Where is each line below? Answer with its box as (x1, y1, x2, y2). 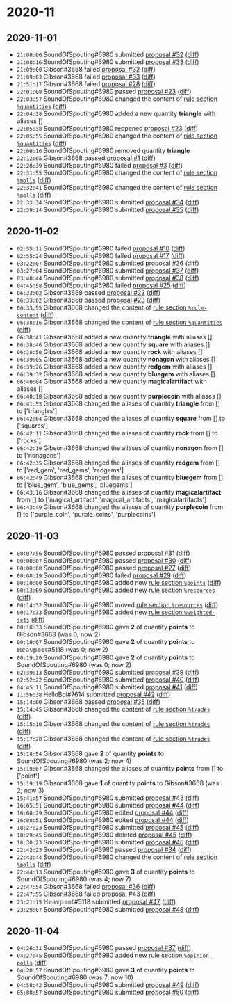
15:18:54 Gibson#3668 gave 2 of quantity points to (16, 749, 165, 757)
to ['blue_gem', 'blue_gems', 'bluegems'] (16, 481, 133, 489)
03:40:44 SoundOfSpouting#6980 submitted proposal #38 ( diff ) (16, 273, 199, 282)
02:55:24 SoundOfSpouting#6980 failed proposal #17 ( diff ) (16, 251, 185, 259)
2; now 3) (16, 786, 44, 794)
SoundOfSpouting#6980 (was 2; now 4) (16, 756, 132, 765)
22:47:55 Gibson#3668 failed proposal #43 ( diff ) (16, 890, 156, 898)
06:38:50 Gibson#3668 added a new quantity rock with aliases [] (16, 347, 203, 355)
